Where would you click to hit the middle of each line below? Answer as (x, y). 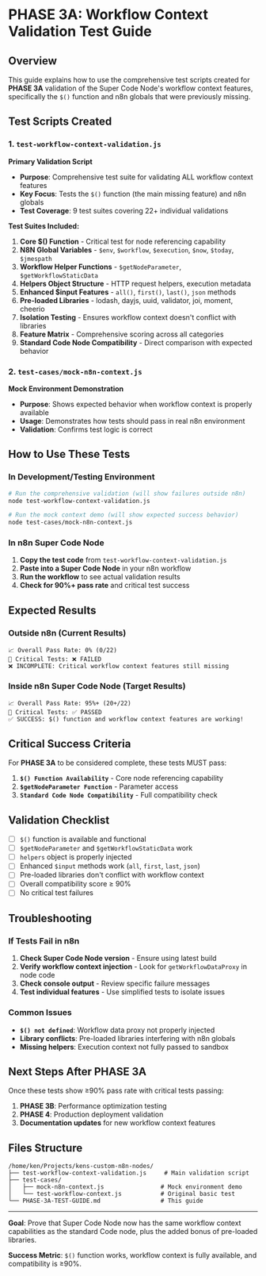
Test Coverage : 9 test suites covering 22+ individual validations (124, 210)
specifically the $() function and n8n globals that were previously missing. (129, 96)
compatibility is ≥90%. (45, 1264)
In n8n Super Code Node (56, 543)
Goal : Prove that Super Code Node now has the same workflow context (125, 1223)
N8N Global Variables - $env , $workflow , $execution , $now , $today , (127, 250)
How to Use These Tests (69, 454)
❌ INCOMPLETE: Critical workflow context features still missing (119, 667)
